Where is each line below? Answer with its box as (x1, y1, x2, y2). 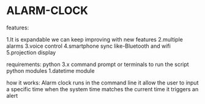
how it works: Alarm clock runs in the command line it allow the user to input (6, 79, 199, 86)
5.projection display (6, 48, 56, 56)
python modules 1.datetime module (6, 67, 95, 74)
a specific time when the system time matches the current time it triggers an (6, 85, 199, 92)
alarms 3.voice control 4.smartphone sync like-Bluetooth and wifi (6, 42, 171, 50)
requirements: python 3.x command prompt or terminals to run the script (6, 61, 189, 68)
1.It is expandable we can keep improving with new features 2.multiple (6, 35, 184, 43)
